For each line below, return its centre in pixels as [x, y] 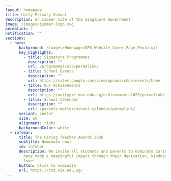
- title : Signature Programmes [57, 57]
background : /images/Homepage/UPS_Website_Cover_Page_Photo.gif [88, 48]
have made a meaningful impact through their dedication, [86, 156]
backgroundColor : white [44, 128]
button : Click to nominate [47, 165]
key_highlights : [36, 52]
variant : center [36, 114]
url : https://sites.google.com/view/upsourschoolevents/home [94, 81]
